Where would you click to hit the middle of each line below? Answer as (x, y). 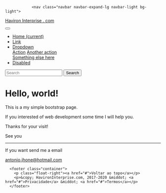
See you (14, 136)
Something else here (33, 57)
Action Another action (35, 52)
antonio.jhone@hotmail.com (34, 160)
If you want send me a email (34, 150)
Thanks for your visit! (27, 126)
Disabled (21, 63)
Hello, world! (32, 94)
